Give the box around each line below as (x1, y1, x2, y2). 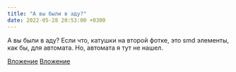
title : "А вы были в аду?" (7, 10, 87, 17)
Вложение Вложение (7, 57, 71, 65)
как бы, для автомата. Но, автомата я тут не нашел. (7, 43, 164, 52)
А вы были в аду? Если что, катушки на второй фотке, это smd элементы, (7, 36, 230, 44)
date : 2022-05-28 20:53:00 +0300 (7, 17, 106, 24)
